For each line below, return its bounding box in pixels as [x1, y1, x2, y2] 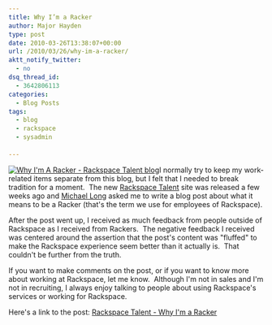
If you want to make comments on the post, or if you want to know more [8, 265, 249, 275]
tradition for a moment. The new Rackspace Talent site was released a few [8, 182, 260, 192]
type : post [8, 30, 45, 38]
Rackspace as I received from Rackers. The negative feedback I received [8, 223, 255, 233]
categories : [8, 90, 49, 98]
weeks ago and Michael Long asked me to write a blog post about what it [8, 191, 253, 201]
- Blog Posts [15, 98, 60, 107]
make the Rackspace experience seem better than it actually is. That [8, 240, 240, 251]
